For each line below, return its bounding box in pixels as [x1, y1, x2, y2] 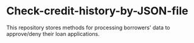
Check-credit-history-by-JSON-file [6, 4, 189, 18]
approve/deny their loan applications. [6, 30, 100, 37]
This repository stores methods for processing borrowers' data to [6, 24, 170, 31]
